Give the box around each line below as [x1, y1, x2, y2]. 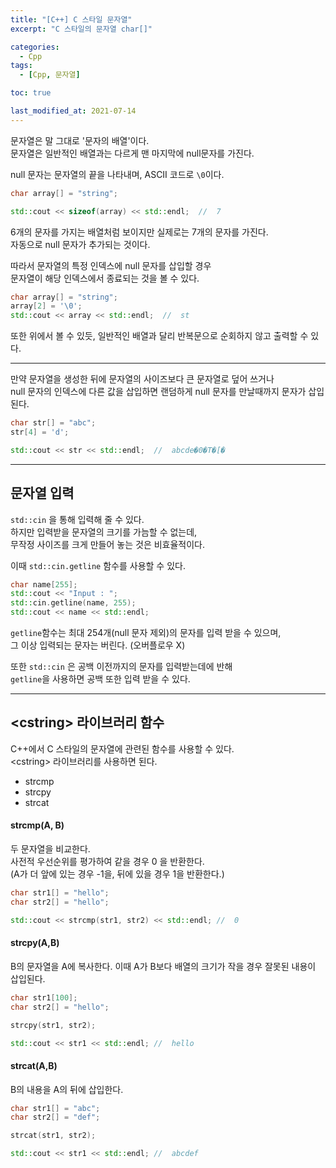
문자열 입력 [10, 485, 75, 502]
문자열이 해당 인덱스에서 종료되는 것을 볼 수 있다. [10, 272, 200, 284]
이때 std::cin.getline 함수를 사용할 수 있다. [10, 559, 186, 571]
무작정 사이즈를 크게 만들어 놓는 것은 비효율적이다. [10, 538, 206, 550]
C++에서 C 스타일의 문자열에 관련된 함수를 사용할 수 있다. [10, 742, 235, 755]
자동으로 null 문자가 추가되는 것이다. [10, 238, 151, 250]
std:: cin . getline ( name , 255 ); [10, 598, 137, 608]
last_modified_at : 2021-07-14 [10, 106, 137, 116]
